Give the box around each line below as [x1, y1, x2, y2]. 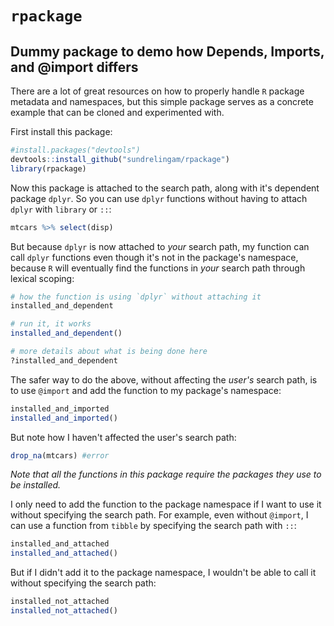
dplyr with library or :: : [10, 203, 112, 215]
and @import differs [10, 58, 139, 76]
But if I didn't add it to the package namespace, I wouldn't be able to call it [10, 567, 317, 579]
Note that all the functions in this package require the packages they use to [10, 468, 322, 481]
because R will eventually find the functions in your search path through [10, 262, 306, 274]
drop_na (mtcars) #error [10, 450, 110, 461]
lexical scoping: [10, 272, 75, 284]
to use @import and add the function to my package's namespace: [10, 384, 282, 396]
